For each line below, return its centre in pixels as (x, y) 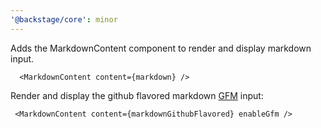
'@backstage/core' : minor (64, 19)
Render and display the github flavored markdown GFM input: (137, 95)
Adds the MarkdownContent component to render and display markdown (161, 48)
